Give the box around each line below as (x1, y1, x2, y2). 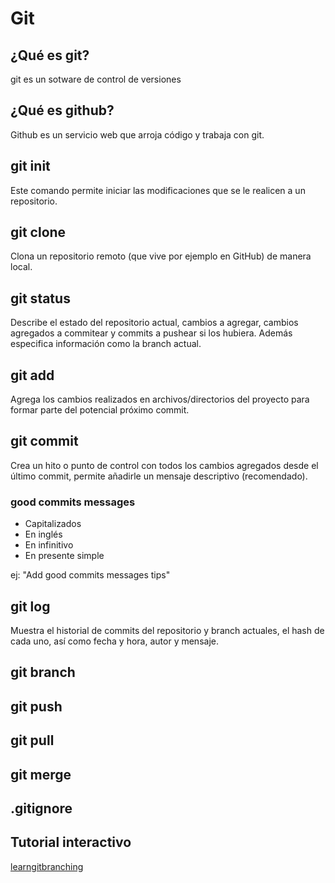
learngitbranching (10, 860, 84, 872)
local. (10, 261, 33, 273)
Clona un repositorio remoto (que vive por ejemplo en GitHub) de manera (10, 250, 312, 262)
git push (10, 698, 63, 715)
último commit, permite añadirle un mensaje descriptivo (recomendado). (10, 470, 308, 482)
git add (10, 367, 55, 384)
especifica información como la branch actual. (10, 338, 202, 350)
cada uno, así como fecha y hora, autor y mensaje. (10, 635, 219, 647)
